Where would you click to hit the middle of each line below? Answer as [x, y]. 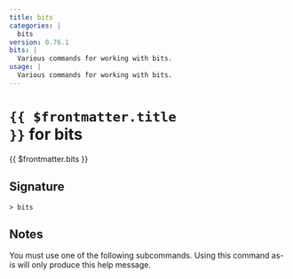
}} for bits [46, 134]
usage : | [25, 67]
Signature [37, 187]
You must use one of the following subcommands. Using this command [139, 256]
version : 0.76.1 [39, 42]
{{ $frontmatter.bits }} [49, 159]
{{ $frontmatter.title [93, 116]
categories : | [36, 26]
